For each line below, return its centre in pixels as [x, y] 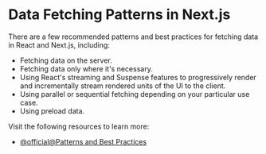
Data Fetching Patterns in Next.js [119, 15]
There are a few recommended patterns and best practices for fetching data [133, 37]
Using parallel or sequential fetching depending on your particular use [135, 94]
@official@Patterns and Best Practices [83, 141]
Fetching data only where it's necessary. [86, 68]
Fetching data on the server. [66, 60]
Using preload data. [52, 111]
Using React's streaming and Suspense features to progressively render [138, 77]
